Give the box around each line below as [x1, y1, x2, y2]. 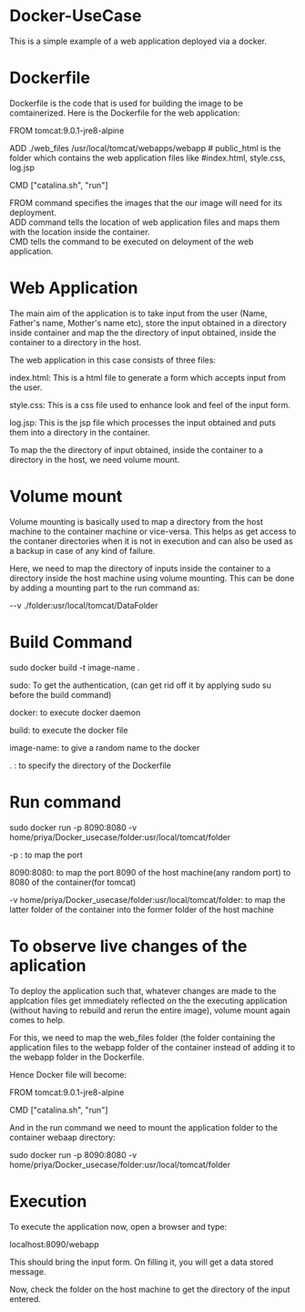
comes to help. [9, 1014, 66, 1025]
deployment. [9, 207, 56, 218]
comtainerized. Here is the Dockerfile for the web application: [9, 107, 240, 118]
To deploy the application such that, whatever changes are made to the [9, 985, 277, 996]
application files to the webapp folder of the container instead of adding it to [9, 1041, 296, 1052]
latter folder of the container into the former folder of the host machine [9, 904, 275, 915]
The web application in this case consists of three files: [9, 354, 217, 365]
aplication [9, 955, 86, 976]
